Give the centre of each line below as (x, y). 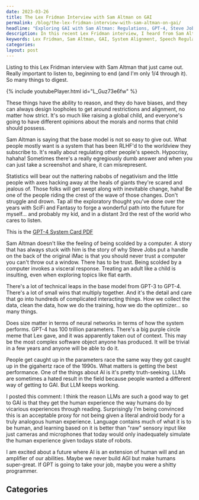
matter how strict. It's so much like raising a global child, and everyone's (94, 115)
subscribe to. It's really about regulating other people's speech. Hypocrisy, (97, 152)
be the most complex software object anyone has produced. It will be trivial (98, 342)
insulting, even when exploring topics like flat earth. (69, 275)
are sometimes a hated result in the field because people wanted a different (98, 378)
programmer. (22, 471)
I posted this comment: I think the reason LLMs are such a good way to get (97, 396)
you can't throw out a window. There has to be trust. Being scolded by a (94, 262)
